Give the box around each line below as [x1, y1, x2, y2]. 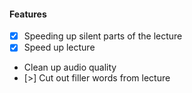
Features [9, 8, 47, 20]
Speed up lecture [23, 41, 96, 54]
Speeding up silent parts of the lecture [23, 30, 183, 42]
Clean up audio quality [23, 61, 117, 74]
